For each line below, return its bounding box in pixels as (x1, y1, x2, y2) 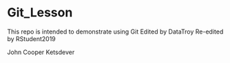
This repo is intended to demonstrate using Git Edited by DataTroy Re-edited (7, 27, 224, 36)
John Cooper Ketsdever (7, 48, 75, 56)
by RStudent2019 (7, 34, 56, 42)
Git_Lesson (7, 5, 73, 21)
